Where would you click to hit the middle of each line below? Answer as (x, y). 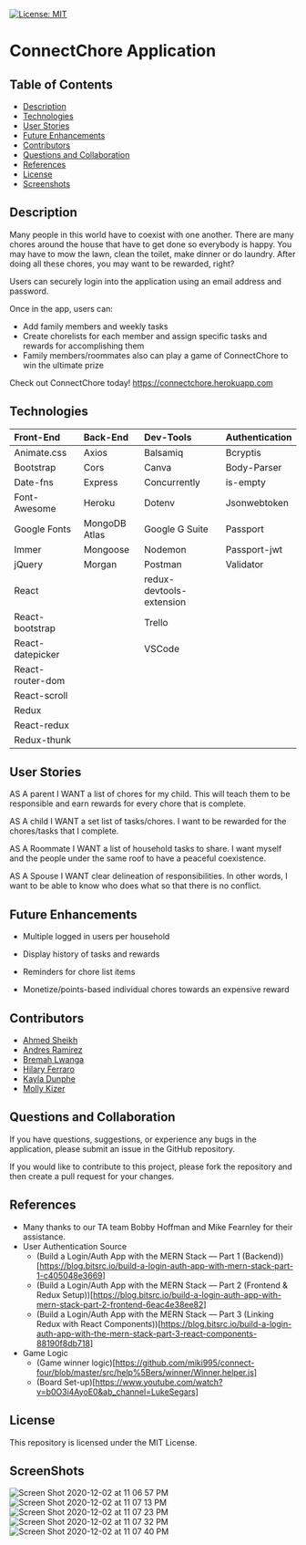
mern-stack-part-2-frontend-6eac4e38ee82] (121, 1304)
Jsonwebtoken (257, 503)
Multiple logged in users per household (96, 937)
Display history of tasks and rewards (91, 954)
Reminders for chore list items (79, 972)
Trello (156, 622)
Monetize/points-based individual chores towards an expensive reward (156, 990)
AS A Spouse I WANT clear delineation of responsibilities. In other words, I (149, 876)
